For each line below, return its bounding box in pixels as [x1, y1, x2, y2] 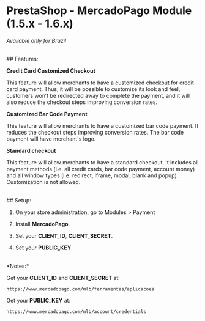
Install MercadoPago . [15, 220, 70, 227]
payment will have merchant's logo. [6, 135, 96, 142]
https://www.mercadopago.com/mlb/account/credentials [6, 308, 147, 315]
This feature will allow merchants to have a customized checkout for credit [6, 79, 195, 86]
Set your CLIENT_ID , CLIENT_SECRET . [15, 232, 113, 239]
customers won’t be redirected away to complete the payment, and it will [6, 92, 190, 99]
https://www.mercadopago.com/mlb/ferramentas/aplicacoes [6, 286, 155, 292]
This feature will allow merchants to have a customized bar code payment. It [6, 122, 199, 129]
